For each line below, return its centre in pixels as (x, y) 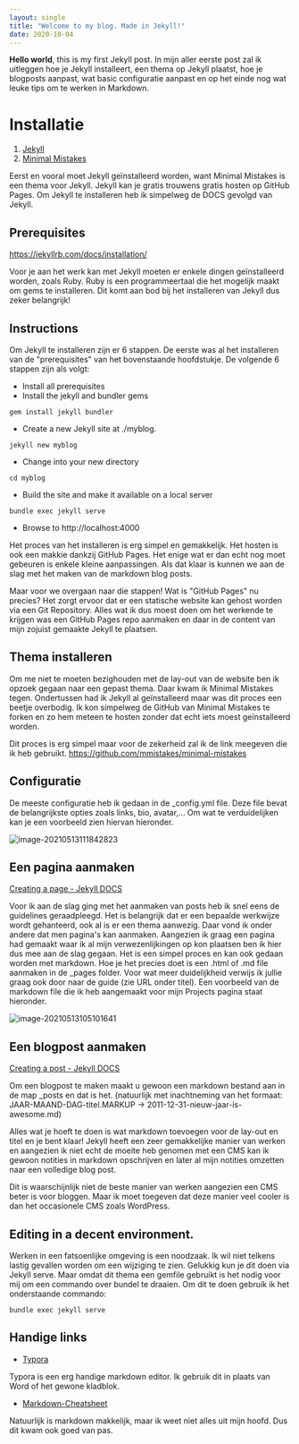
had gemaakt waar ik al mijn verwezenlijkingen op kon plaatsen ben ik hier (145, 944)
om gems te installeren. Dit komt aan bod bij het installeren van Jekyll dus (145, 291)
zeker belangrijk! (40, 300)
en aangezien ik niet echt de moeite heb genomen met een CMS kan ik (139, 1150)
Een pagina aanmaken (72, 867)
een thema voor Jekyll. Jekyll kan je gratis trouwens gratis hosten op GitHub (149, 185)
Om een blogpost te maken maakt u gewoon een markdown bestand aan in (147, 1086)
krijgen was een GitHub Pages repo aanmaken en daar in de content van (142, 619)
